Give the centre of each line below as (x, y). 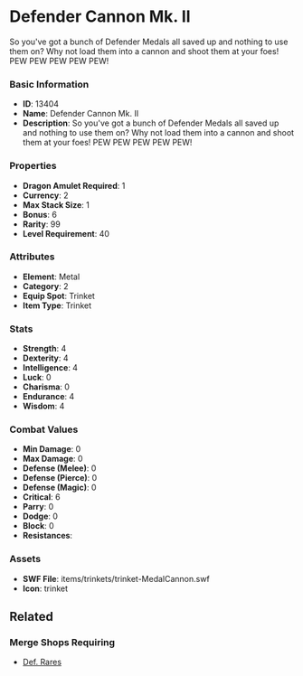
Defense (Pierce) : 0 (60, 478)
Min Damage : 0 (52, 449)
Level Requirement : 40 (66, 233)
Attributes (32, 257)
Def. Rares (42, 662)
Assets (25, 559)
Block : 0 (38, 526)
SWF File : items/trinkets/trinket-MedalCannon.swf (116, 578)
